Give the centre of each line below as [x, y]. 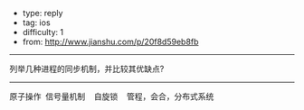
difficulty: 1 [43, 32]
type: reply [43, 13]
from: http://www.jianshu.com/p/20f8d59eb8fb [110, 41]
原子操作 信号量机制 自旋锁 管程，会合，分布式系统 [112, 96]
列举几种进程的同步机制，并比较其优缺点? [87, 69]
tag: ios [37, 23]
